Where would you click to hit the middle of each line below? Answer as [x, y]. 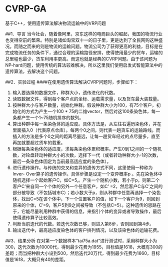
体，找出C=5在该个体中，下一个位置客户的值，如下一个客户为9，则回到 [86, 198]
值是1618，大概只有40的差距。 [37, 259]
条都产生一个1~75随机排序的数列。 [48, 117]
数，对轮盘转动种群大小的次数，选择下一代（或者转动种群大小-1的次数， [86, 155]
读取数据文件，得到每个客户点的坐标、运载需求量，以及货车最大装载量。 [87, 98]
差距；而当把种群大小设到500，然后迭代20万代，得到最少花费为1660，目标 [83, 253]
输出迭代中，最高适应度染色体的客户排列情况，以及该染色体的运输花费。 [87, 230]
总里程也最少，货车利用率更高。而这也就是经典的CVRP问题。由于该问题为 [81, 58]
